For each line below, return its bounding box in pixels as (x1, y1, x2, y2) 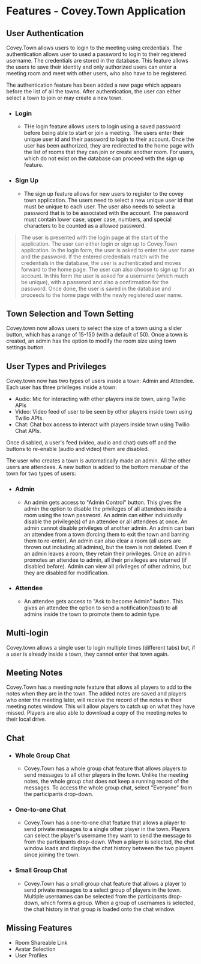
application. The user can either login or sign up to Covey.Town (20, 240, 178, 247)
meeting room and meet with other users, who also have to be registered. (6, 70, 188, 76)
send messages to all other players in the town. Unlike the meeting (23, 771, 189, 779)
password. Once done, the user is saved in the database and (20, 285, 172, 292)
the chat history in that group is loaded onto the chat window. (23, 905, 176, 913)
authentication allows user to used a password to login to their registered (6, 51, 187, 58)
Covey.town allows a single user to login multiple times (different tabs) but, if (6, 644, 196, 651)
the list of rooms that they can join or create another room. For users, (23, 149, 195, 156)
